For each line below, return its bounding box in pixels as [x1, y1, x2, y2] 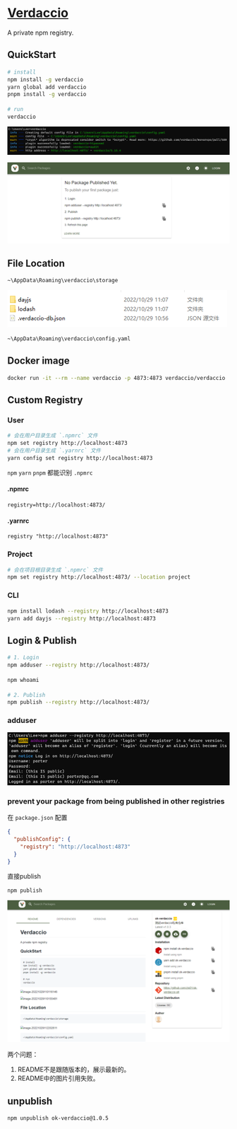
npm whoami [7, 676, 39, 683]
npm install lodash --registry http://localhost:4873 [7, 607, 169, 615]
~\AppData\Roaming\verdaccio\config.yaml [7, 335, 131, 342]
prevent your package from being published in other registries [7, 796, 225, 806]
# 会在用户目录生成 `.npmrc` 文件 [7, 432, 98, 439]
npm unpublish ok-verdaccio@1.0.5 [7, 1115, 109, 1122]
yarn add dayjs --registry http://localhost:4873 [7, 615, 157, 622]
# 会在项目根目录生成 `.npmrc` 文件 [7, 566, 104, 574]
